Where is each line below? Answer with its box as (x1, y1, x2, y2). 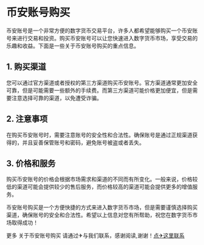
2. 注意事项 (6, 114, 48, 124)
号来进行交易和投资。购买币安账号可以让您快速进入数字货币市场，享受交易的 (6, 34, 198, 41)
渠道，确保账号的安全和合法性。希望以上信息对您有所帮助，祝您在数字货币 (6, 211, 192, 219)
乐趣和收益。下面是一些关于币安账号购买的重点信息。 (6, 42, 140, 49)
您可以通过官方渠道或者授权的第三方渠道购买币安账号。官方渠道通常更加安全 (6, 79, 198, 86)
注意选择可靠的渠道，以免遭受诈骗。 (11, 94, 102, 101)
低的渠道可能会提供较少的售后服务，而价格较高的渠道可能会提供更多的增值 (6, 183, 192, 191)
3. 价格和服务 (6, 158, 56, 168)
